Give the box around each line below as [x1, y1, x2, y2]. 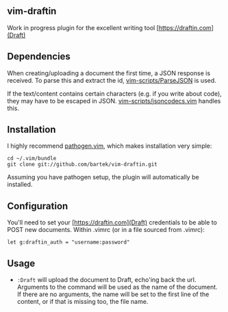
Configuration [7, 200, 68, 211]
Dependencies [7, 51, 71, 62]
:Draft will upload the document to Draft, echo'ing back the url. [16, 276, 197, 284]
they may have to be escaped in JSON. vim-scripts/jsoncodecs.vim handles [7, 96, 221, 105]
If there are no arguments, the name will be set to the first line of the [16, 290, 210, 298]
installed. [7, 181, 33, 189]
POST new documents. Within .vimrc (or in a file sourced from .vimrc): [7, 226, 205, 234]
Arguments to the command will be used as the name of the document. [16, 283, 218, 291]
